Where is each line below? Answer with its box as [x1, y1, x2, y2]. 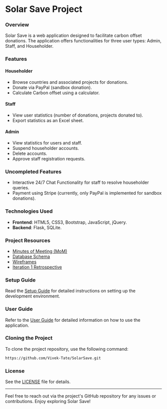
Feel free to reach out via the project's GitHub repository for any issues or [5, 393, 157, 399]
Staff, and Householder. [5, 43, 54, 49]
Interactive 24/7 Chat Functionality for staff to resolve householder [12, 179, 149, 185]
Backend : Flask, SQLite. [12, 224, 62, 230]
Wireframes [12, 259, 37, 265]
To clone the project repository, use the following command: [5, 346, 129, 352]
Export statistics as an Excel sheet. [12, 117, 84, 123]
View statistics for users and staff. [12, 140, 83, 146]
